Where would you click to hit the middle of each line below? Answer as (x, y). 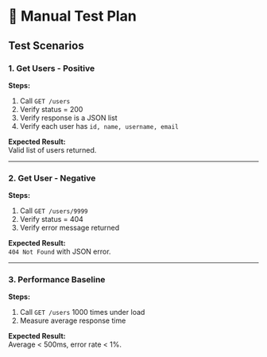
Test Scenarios (46, 46)
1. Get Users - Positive (52, 68)
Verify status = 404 (51, 219)
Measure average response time (73, 320)
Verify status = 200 (51, 109)
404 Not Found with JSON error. (60, 252)
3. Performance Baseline (57, 280)
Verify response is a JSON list (68, 118)
